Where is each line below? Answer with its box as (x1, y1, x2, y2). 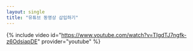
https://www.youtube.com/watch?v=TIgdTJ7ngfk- (60, 31, 187, 38)
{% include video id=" (6, 31, 62, 38)
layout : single (6, 8, 45, 15)
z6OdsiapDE (6, 38, 38, 45)
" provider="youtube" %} (37, 38, 101, 45)
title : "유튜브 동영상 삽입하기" (6, 15, 79, 21)
